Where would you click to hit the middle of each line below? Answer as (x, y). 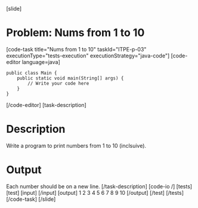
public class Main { (32, 73)
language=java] (41, 62)
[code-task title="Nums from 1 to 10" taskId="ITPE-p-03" (76, 49)
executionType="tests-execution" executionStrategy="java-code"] (88, 56)
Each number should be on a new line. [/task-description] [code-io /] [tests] (99, 186)
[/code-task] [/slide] (31, 199)
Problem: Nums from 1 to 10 (75, 33)
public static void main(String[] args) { (70, 78)
